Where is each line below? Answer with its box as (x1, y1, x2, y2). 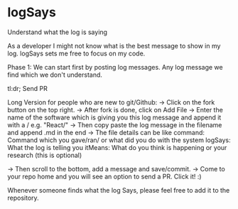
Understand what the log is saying (7, 28, 108, 36)
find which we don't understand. (7, 70, 103, 79)
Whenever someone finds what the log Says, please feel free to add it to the (7, 186, 230, 194)
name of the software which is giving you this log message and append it (7, 113, 222, 122)
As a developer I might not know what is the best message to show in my (7, 41, 221, 50)
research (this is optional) (7, 151, 82, 159)
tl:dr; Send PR (7, 84, 48, 92)
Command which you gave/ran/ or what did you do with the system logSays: (7, 136, 231, 144)
